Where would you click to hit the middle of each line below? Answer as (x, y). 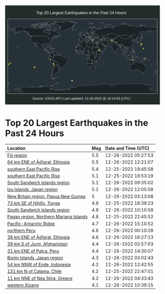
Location (16, 148)
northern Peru (21, 230)
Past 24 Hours (35, 133)
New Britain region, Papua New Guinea (46, 196)
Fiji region (17, 156)
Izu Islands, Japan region (32, 189)
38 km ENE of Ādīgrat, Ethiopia (39, 237)
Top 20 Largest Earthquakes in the (77, 123)
